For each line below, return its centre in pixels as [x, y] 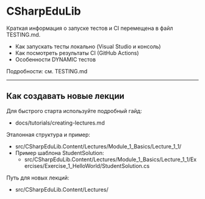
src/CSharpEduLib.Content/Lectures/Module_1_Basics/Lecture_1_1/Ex [110, 159]
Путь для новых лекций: [38, 178]
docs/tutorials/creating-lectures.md [60, 123]
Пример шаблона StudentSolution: [59, 153]
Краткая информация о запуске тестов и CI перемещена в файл [90, 28]
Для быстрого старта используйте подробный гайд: [74, 110]
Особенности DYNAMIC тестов [56, 59]
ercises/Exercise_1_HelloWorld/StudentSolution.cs [87, 165]
